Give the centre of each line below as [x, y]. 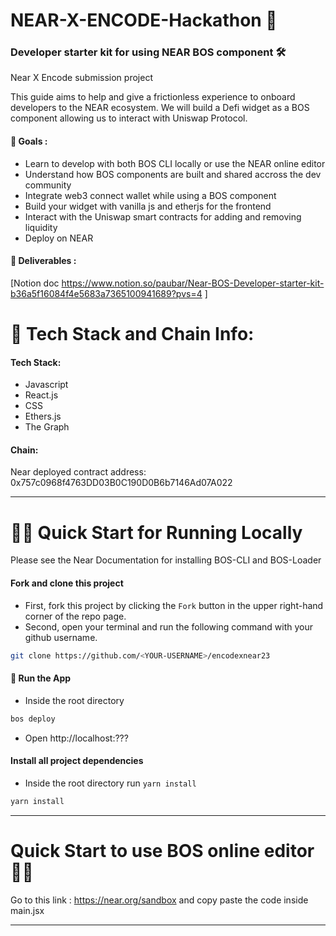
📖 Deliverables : [43, 261]
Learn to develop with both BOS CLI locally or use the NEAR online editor [175, 163]
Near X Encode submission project [81, 78]
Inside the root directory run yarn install [110, 783]
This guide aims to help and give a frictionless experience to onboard [153, 97]
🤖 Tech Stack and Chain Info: [132, 334]
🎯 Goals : [29, 141]
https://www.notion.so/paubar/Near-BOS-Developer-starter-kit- [193, 283]
